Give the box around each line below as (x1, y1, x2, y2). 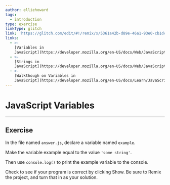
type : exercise (5, 21, 37, 27)
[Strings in (14, 59, 39, 64)
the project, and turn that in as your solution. (5, 174, 98, 180)
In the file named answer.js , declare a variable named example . (5, 140, 136, 146)
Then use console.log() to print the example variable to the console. (5, 159, 149, 165)
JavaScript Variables (5, 100, 95, 111)
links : (5, 36, 19, 41)
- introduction (10, 17, 42, 22)
